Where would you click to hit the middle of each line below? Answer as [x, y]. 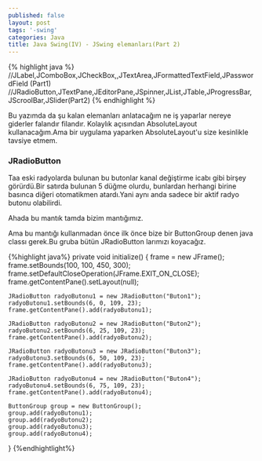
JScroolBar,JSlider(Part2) [49, 101]
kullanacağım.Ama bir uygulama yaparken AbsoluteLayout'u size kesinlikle [128, 132]
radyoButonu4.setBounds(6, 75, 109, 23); [77, 386]
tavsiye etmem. [33, 141]
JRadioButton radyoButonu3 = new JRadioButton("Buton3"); [105, 351]
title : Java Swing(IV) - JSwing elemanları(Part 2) [94, 45]
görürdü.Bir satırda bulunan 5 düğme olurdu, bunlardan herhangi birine [122, 186]
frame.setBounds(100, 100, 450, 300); [69, 265]
